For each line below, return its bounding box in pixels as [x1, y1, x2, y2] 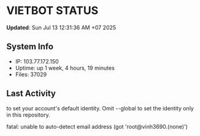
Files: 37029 [15, 71, 47, 78]
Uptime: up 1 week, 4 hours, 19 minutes [15, 64, 115, 71]
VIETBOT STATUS [6, 4, 99, 18]
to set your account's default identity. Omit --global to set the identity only [6, 104, 194, 112]
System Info [6, 41, 54, 52]
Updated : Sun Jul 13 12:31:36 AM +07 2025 [6, 24, 117, 31]
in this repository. [6, 111, 50, 118]
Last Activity [6, 88, 56, 99]
